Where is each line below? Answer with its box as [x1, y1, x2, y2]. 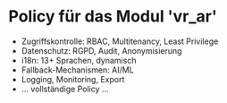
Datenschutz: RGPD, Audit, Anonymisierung [21, 45, 182, 56]
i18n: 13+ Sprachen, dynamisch [21, 55, 137, 65]
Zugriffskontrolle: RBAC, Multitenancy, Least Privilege [21, 36, 219, 47]
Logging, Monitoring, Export [21, 73, 125, 84]
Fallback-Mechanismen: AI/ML [21, 64, 135, 75]
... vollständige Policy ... [21, 83, 109, 94]
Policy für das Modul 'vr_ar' [8, 6, 218, 27]
